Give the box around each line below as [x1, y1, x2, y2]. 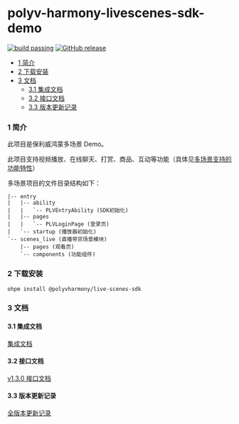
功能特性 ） [7, 164, 39, 172]
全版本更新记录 [7, 409, 51, 418]
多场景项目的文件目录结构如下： [7, 179, 101, 188]
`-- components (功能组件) [20, 251, 96, 258]
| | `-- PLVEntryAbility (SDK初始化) [7, 207, 129, 214]
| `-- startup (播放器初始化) [7, 228, 97, 235]
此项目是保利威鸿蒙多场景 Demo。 [7, 140, 108, 149]
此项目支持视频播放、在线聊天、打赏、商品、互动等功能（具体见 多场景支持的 [7, 155, 232, 164]
